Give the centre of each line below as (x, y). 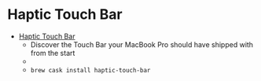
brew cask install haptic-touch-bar (90, 70)
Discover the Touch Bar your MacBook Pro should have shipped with (142, 44)
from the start (53, 53)
